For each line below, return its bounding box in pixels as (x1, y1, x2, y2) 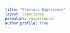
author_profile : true (5, 20, 49, 26)
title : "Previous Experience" (5, 7, 66, 12)
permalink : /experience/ (5, 16, 55, 21)
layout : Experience (5, 12, 44, 16)
